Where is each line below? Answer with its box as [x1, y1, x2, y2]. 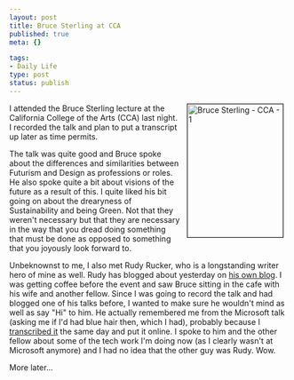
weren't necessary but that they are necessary [9, 214, 180, 225]
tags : [9, 54, 29, 63]
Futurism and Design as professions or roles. [9, 167, 173, 178]
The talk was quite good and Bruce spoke [9, 148, 162, 159]
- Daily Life [9, 62, 58, 71]
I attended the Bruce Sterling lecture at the [9, 103, 165, 114]
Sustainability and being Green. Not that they [9, 205, 174, 216]
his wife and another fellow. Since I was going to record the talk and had [9, 288, 274, 298]
